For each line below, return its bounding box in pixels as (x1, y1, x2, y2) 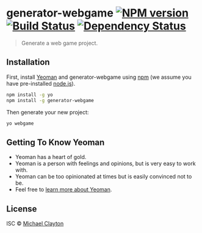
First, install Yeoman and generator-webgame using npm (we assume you (6, 73, 192, 81)
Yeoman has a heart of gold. (15, 153, 87, 161)
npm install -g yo (6, 92, 53, 98)
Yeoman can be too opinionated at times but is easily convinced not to (15, 173, 192, 180)
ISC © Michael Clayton (6, 220, 64, 227)
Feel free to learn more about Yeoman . (15, 186, 112, 193)
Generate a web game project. (21, 39, 98, 46)
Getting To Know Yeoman (6, 137, 105, 147)
